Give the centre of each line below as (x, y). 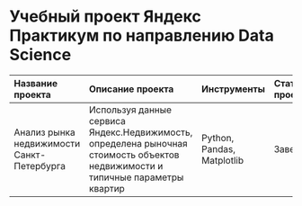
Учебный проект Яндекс (106, 17)
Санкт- (30, 155)
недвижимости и (126, 166)
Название (36, 83)
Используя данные (130, 110)
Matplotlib (223, 160)
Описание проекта (131, 89)
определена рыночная (138, 143)
